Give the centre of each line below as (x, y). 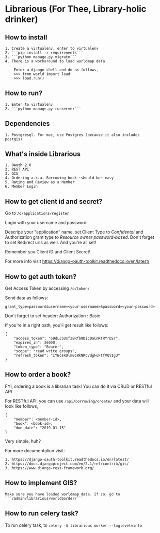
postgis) (14, 139)
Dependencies (27, 124)
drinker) (22, 19)
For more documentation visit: (35, 450)
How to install (26, 37)
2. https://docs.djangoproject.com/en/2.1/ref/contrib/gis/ (67, 464)
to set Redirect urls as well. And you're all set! (51, 243)
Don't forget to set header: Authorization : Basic (53, 316)
